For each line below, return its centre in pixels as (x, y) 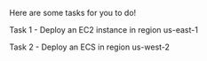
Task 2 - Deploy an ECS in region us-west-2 (90, 47)
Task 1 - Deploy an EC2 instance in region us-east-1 (103, 30)
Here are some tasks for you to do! (73, 13)
